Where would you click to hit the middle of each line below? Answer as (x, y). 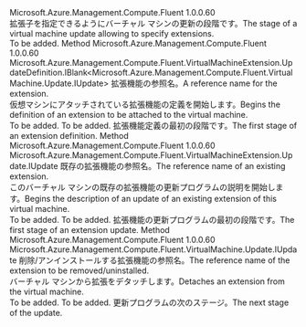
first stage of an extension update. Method (90, 230)
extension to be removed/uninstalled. (79, 270)
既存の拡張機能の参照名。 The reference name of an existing (173, 166)
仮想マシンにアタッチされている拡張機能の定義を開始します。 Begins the (145, 104)
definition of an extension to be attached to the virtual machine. (129, 115)
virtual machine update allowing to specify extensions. (112, 33)
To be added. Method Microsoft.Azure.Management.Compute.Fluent (138, 43)
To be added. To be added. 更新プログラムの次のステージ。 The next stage (149, 302)
